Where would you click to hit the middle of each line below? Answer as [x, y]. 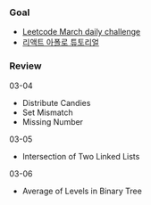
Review [25, 66]
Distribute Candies [56, 102]
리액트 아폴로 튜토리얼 [61, 43]
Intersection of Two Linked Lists [81, 156]
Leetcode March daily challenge [81, 32]
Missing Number [52, 121]
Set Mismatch [47, 112]
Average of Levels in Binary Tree [82, 191]
